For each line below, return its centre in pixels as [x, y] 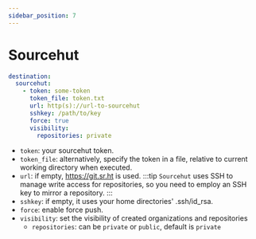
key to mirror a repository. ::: [66, 193]
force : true [49, 120]
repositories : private [74, 135]
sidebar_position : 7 [43, 16]
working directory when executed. [76, 167]
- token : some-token [56, 91]
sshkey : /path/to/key [65, 113]
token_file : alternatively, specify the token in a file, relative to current [134, 159]
